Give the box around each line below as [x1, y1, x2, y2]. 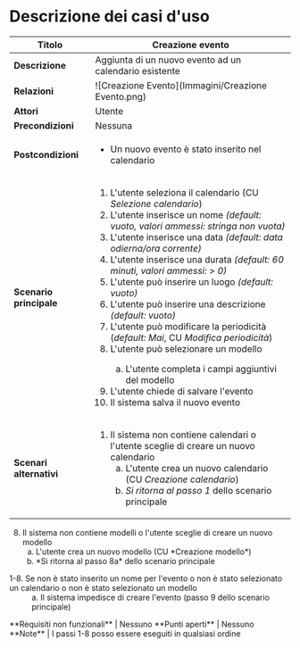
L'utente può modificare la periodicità [110, 320, 267, 332]
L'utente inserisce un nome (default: [110, 208, 262, 220]
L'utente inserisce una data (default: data [110, 230, 283, 243]
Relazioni [13, 85, 54, 97]
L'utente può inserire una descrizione [110, 297, 266, 310]
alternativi [13, 467, 59, 479]
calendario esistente [95, 64, 180, 77]
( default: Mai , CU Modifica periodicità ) [110, 331, 273, 344]
